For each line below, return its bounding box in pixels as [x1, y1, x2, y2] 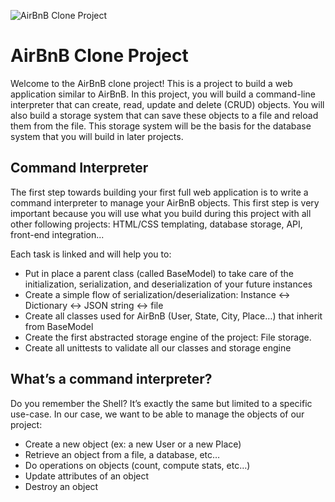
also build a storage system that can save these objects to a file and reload [10, 109, 319, 121]
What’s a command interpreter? [10, 371, 213, 388]
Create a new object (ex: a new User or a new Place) [24, 438, 242, 450]
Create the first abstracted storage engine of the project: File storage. [24, 331, 312, 343]
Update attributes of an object [24, 470, 150, 482]
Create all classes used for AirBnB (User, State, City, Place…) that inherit [24, 310, 323, 322]
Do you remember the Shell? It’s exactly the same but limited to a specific [10, 397, 313, 409]
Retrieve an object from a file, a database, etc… [24, 448, 221, 460]
